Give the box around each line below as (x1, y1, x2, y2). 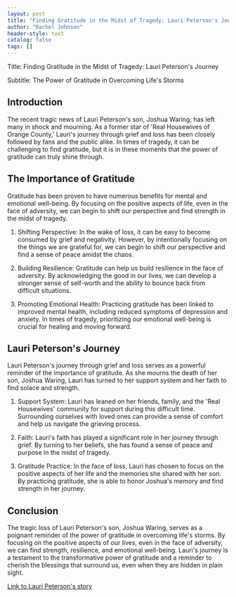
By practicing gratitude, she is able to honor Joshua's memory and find (17, 477, 223, 486)
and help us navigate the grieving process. (17, 420, 141, 428)
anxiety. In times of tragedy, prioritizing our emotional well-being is (17, 315, 211, 323)
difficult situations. (17, 286, 72, 294)
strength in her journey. (17, 484, 86, 493)
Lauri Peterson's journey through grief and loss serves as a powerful (7, 361, 206, 370)
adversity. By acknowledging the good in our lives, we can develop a (17, 271, 216, 279)
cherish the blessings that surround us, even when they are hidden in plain (7, 561, 223, 570)
